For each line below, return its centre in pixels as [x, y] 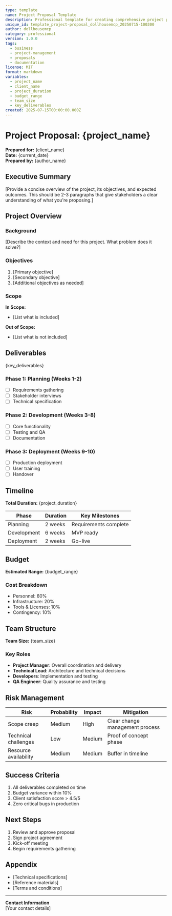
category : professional [31, 34]
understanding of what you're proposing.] [49, 200]
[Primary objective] [33, 272]
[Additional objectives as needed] [48, 283]
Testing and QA [29, 432]
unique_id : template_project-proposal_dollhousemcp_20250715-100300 [80, 24]
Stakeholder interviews [37, 396]
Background [21, 231]
